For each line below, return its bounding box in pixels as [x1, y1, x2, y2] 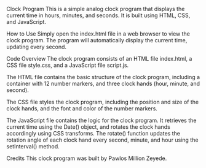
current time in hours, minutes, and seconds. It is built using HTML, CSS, [6, 12, 191, 19]
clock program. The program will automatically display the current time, [6, 37, 188, 44]
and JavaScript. [6, 18, 46, 25]
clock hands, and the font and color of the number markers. [6, 105, 158, 112]
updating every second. [6, 43, 66, 50]
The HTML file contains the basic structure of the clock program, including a [6, 74, 200, 80]
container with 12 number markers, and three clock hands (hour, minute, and [6, 80, 200, 87]
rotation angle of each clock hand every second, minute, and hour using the [6, 136, 199, 143]
